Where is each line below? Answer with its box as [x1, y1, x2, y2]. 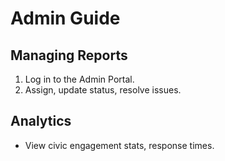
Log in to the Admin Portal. [24, 73, 135, 85]
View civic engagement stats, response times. [24, 139, 215, 151]
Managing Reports [10, 47, 128, 64]
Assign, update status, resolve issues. [24, 84, 182, 96]
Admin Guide [10, 7, 121, 30]
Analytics [10, 113, 72, 130]
